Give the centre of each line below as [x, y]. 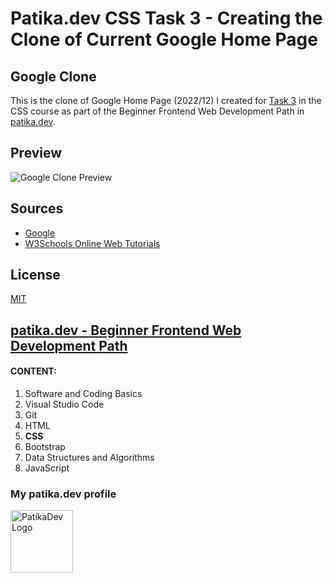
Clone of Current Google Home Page [164, 39]
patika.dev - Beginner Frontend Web [126, 330]
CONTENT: [33, 371]
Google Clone [53, 76]
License [35, 275]
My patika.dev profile [63, 494]
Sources [37, 208]
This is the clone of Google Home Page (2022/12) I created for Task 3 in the [166, 100]
